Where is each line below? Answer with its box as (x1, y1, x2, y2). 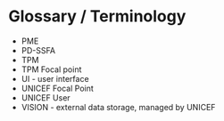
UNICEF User (21, 92, 71, 103)
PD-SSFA (21, 44, 55, 55)
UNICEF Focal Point (21, 83, 95, 93)
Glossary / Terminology (8, 6, 187, 27)
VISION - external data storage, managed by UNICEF (21, 101, 216, 112)
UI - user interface (21, 73, 90, 84)
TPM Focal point (21, 64, 82, 75)
